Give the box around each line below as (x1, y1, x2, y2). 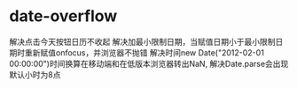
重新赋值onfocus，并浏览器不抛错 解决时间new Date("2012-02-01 (24, 47, 264, 58)
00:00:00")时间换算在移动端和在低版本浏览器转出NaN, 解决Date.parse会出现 (9, 58, 289, 69)
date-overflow (9, 6, 118, 26)
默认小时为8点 (9, 69, 61, 80)
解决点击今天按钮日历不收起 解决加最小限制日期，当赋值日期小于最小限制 (9, 36, 276, 47)
